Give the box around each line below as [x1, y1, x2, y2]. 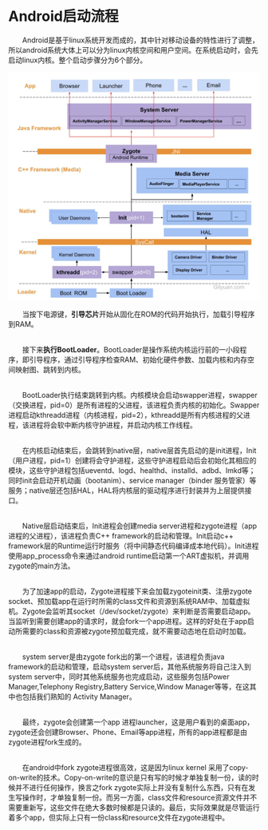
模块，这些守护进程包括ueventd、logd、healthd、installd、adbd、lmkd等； [8, 466, 256, 475]
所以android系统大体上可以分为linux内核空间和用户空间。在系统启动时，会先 [8, 45, 259, 54]
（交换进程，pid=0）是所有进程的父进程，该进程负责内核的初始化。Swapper [8, 400, 260, 410]
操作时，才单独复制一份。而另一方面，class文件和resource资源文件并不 [22, 792, 258, 803]
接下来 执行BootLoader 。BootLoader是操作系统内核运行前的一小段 [22, 345, 241, 355]
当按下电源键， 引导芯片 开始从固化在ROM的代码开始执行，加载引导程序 [22, 309, 255, 320]
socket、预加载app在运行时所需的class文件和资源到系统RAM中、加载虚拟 [8, 597, 250, 606]
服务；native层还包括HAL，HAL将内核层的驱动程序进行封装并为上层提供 [8, 486, 245, 495]
